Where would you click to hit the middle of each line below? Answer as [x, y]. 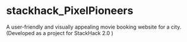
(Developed [20, 33]
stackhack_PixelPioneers [70, 11]
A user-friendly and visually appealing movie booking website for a [88, 27]
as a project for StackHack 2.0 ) [75, 33]
